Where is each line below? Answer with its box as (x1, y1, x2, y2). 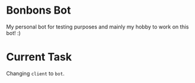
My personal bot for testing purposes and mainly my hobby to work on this (6, 23, 189, 30)
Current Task (6, 50, 73, 64)
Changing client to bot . (6, 69, 65, 77)
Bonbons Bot (6, 4, 71, 17)
